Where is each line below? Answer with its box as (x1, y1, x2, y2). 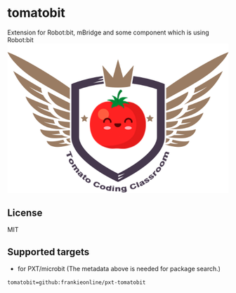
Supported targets (7, 246, 90, 258)
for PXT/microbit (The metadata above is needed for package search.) (17, 264, 221, 273)
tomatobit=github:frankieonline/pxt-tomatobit (7, 279, 146, 286)
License (7, 207, 43, 219)
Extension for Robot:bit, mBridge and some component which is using (7, 28, 209, 37)
